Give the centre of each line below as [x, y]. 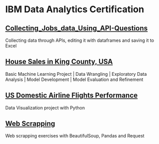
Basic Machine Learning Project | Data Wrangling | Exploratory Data [76, 74]
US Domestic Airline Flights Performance [72, 95]
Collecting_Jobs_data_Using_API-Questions [77, 28]
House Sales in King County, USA [59, 62]
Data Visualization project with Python [45, 107]
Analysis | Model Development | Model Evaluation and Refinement [74, 79]
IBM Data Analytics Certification [75, 9]
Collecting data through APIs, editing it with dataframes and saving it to [80, 40]
